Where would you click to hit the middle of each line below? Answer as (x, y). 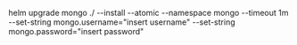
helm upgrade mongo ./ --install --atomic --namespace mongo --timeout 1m (148, 13)
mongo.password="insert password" (76, 31)
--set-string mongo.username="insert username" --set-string (122, 22)
